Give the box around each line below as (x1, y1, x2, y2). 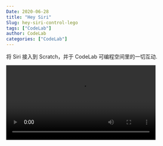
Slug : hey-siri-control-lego (6, 20, 78, 25)
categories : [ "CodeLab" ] (6, 36, 68, 42)
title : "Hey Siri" (6, 14, 52, 20)
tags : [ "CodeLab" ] (6, 25, 52, 31)
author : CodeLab (6, 31, 46, 37)
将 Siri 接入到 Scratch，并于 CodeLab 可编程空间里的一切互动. (6, 53, 158, 60)
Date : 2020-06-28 (6, 8, 49, 15)
